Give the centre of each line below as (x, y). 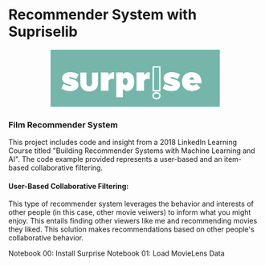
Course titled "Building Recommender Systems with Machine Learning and (132, 151)
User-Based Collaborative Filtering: (69, 186)
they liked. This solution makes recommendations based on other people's (131, 229)
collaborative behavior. (46, 238)
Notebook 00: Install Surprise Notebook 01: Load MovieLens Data (116, 253)
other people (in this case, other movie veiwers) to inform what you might (130, 212)
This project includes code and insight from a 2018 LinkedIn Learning (123, 143)
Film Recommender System (63, 124)
